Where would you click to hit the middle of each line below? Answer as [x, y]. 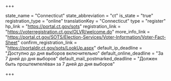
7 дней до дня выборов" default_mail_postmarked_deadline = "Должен [81, 58]
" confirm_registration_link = [47, 43]
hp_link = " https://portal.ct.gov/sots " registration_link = [63, 26]
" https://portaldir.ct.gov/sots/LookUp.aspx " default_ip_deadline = [74, 48]
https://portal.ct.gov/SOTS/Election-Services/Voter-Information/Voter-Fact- [87, 37]
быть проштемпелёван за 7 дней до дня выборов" [60, 64]
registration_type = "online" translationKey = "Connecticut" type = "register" [86, 21]
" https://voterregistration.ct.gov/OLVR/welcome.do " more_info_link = [78, 32]
